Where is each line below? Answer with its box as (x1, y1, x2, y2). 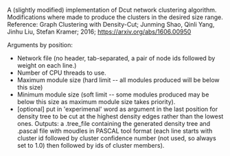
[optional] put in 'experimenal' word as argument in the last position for (16, 105, 218, 113)
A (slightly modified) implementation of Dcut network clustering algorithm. (7, 6, 217, 14)
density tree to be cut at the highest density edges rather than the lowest (16, 112, 224, 120)
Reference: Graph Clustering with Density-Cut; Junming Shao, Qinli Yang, (7, 21, 215, 28)
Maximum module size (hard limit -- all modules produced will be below (16, 76, 220, 84)
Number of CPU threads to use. (16, 68, 106, 77)
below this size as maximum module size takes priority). (16, 98, 176, 105)
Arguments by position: (7, 41, 73, 49)
